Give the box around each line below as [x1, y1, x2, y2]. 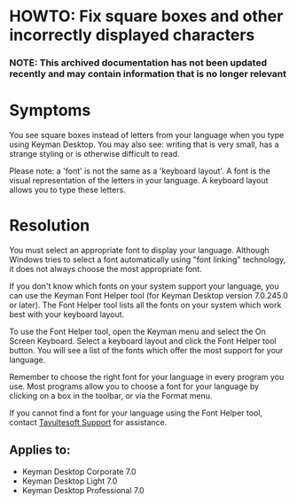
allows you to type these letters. [9, 184, 126, 196]
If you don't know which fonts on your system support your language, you [9, 281, 279, 291]
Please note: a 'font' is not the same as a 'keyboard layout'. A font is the [9, 166, 270, 176]
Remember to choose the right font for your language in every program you [9, 371, 285, 382]
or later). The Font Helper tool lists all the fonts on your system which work [9, 299, 282, 310]
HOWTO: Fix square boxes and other [9, 6, 284, 27]
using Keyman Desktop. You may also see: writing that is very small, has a [9, 139, 279, 150]
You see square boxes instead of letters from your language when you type [9, 130, 285, 141]
